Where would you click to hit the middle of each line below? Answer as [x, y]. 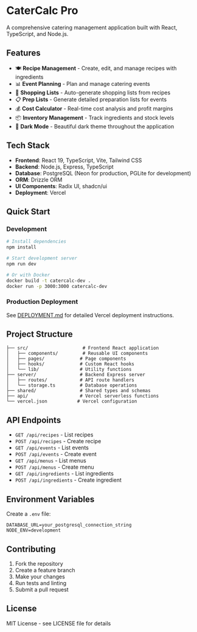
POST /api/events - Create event [56, 454]
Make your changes [40, 577]
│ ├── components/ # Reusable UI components [77, 354]
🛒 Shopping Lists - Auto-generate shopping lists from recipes [93, 93]
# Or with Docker [28, 275]
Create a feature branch [45, 570]
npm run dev [21, 264]
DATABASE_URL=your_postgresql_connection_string [69, 525]
